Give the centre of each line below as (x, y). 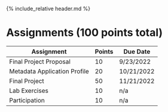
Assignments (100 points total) (85, 33)
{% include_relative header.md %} (48, 9)
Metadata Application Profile (49, 71)
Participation (27, 100)
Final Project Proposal (40, 61)
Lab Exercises (29, 91)
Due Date (137, 51)
